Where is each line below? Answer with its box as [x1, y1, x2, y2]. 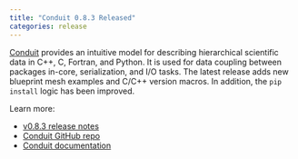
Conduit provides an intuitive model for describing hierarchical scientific [9, 46, 279, 57]
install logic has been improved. [9, 85, 135, 96]
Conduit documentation [22, 140, 112, 151]
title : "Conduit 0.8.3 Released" [9, 13, 136, 23]
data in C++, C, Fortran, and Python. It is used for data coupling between [9, 56, 283, 67]
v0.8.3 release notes [22, 120, 100, 132]
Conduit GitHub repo [22, 130, 101, 141]
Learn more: [9, 103, 55, 114]
